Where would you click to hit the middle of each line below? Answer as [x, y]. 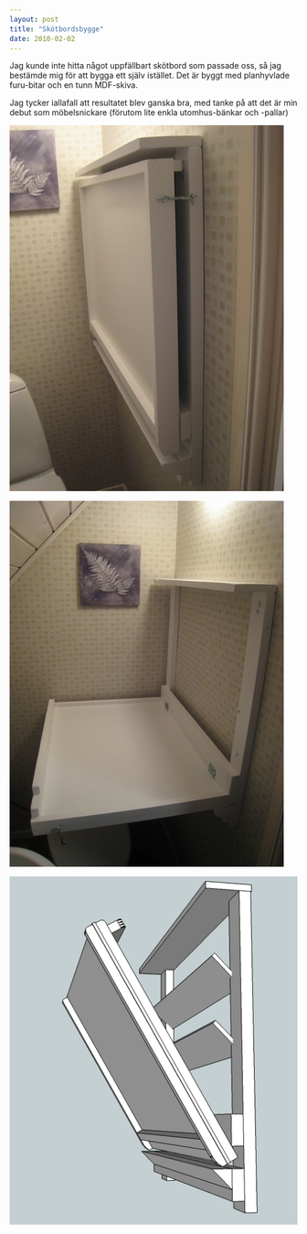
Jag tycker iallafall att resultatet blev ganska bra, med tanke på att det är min [153, 103]
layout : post [34, 19]
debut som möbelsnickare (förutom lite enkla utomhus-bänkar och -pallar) [149, 113]
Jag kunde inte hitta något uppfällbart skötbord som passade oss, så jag [145, 66]
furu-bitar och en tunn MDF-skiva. [74, 85]
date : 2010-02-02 [42, 38]
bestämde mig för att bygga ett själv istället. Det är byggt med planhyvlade [150, 75]
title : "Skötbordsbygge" [57, 29]
